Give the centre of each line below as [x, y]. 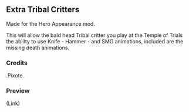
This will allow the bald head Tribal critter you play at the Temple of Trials [95, 35]
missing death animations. [38, 47]
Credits [17, 63]
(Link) [13, 103]
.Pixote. [15, 76]
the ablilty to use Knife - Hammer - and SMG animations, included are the [95, 41]
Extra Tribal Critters [43, 10]
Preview [18, 91]
